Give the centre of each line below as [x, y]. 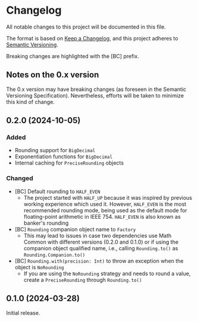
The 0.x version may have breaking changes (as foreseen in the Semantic [96, 89]
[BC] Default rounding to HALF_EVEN [57, 191]
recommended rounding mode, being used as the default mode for [105, 210]
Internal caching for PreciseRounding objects [69, 163]
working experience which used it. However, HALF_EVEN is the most [105, 204]
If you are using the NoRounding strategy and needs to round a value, [107, 273]
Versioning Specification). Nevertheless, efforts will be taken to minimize [95, 95]
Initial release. [23, 313]
